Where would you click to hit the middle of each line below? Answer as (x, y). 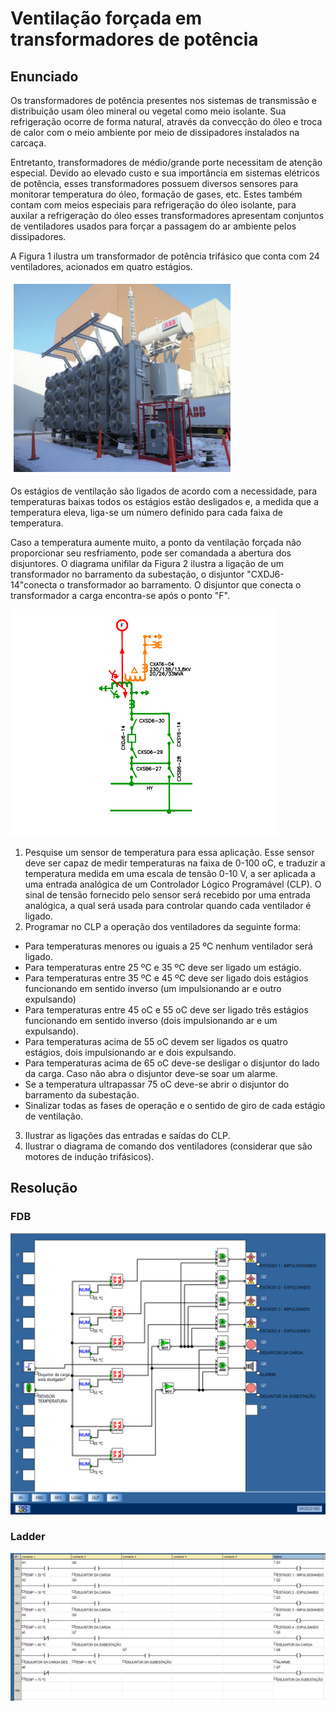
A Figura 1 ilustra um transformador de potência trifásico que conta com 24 (165, 256)
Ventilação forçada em (106, 18)
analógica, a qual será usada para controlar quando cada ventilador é (168, 905)
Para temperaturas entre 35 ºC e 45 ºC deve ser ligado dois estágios (166, 978)
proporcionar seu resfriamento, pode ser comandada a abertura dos (151, 553)
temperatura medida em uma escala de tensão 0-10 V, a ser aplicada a (170, 873)
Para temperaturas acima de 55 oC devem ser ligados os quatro (156, 1041)
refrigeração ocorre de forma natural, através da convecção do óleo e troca (166, 121)
